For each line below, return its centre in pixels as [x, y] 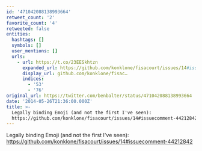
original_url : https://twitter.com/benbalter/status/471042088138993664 [99, 96]
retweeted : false [28, 29]
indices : [33, 79]
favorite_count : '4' [32, 23]
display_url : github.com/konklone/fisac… [75, 73]
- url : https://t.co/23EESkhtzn [57, 62]
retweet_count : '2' [31, 17]
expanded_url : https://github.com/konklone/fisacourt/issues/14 [104, 68]
